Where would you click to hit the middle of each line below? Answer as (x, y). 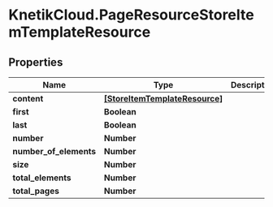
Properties (36, 62)
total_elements (42, 178)
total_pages (36, 191)
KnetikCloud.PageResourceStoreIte (131, 15)
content (28, 99)
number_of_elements (54, 151)
